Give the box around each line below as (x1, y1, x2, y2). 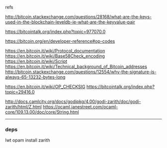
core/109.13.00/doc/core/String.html (5, 109, 80, 115)
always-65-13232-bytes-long (5, 74, 66, 80)
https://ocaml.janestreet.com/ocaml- (43, 104, 118, 109)
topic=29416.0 (5, 89, 35, 95)
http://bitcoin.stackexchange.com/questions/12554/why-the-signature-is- (5, 69, 157, 75)
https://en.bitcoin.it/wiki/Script (5, 58, 68, 64)
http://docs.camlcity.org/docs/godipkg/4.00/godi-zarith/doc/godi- (5, 99, 141, 104)
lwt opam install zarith (5, 137, 51, 143)
